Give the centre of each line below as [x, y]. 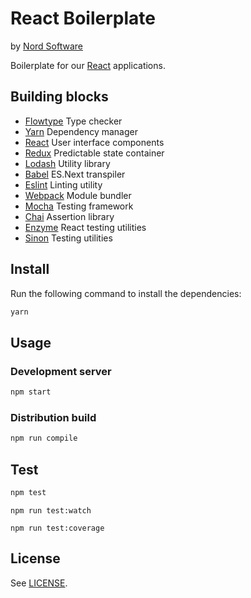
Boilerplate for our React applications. [88, 65]
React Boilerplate [83, 18]
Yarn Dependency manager [81, 131]
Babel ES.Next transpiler [75, 174]
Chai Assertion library [69, 216]
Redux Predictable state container [94, 153]
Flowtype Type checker [73, 121]
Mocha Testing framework [79, 206]
